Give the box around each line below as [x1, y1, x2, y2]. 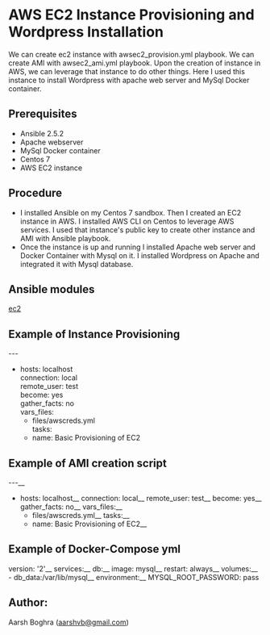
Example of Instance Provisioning [8, 327, 181, 340]
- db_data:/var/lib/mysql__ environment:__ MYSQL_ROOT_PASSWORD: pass [8, 572, 260, 582]
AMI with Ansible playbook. [19, 233, 111, 243]
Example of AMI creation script [8, 456, 167, 470]
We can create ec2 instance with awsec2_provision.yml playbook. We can [8, 49, 255, 59]
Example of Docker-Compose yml [8, 542, 181, 556]
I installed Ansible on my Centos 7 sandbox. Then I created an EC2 [19, 207, 242, 217]
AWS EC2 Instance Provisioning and [8, 6, 255, 24]
